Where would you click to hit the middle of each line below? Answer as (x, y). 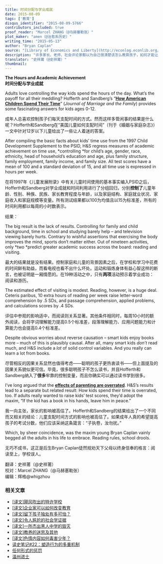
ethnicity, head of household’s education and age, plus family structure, (77, 156)
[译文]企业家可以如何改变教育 (41, 508)
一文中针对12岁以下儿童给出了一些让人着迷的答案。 (56, 131)
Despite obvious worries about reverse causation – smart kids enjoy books (80, 338)
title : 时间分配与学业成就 (29, 9)
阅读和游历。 (18, 281)
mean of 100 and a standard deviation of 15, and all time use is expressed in (81, 167)
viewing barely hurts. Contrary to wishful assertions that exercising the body (81, 237)
